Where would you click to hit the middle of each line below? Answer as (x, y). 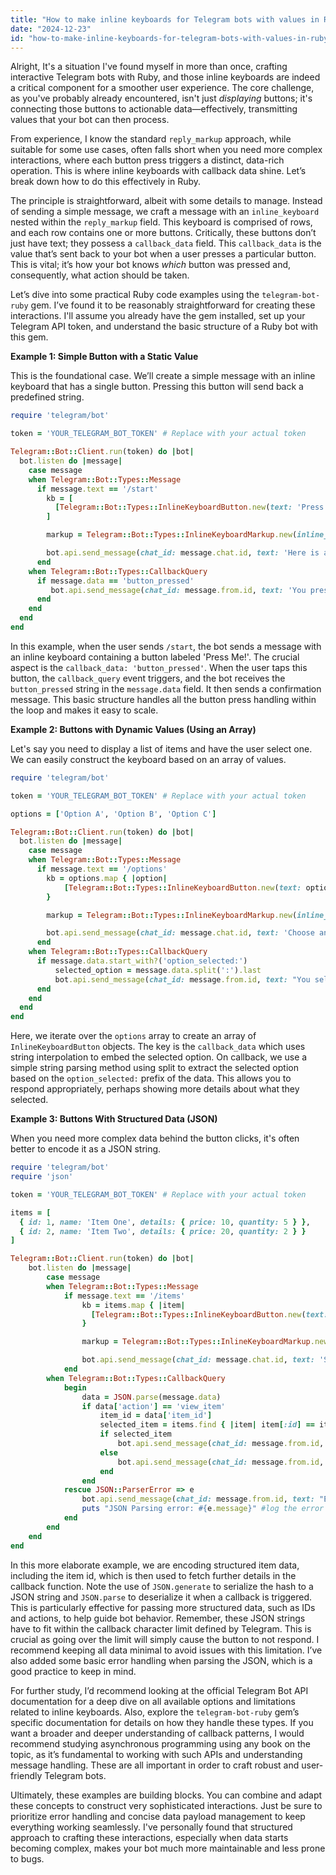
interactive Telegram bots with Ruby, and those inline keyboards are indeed (165, 77)
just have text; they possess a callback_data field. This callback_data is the (166, 243)
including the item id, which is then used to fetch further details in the (153, 1575)
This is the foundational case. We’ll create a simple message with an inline (163, 376)
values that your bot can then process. (90, 120)
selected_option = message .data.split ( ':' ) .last (158, 970)
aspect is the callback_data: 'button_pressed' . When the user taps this (159, 667)
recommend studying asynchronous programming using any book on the (161, 1743)
